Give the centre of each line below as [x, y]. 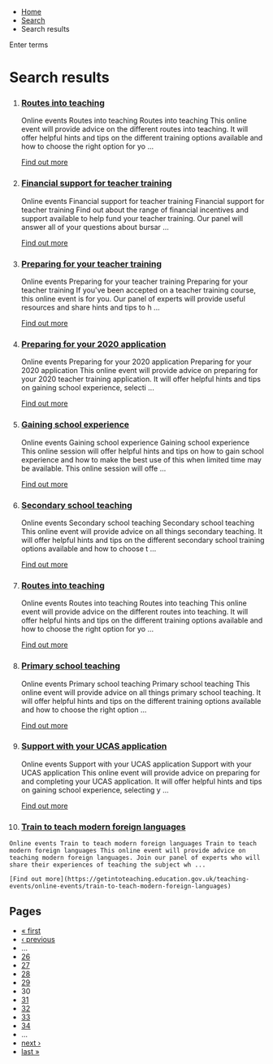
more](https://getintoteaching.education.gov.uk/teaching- [147, 879]
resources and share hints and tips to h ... [91, 307]
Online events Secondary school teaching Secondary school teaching [138, 523]
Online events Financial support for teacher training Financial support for [143, 201]
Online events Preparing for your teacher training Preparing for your [134, 282]
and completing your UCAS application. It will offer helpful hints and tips [141, 781]
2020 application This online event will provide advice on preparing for [139, 371]
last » [30, 1051]
